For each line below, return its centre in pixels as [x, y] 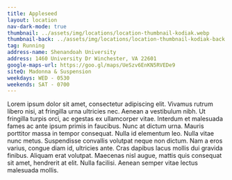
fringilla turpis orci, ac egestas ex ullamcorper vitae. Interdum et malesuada [115, 119]
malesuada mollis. [33, 170]
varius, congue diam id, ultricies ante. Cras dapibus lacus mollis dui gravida [115, 148]
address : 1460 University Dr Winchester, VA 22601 [82, 59]
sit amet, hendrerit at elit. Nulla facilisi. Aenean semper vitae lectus [102, 163]
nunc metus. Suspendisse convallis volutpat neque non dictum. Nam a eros [115, 141]
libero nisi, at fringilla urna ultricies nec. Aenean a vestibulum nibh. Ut [107, 111]
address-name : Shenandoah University [62, 53]
